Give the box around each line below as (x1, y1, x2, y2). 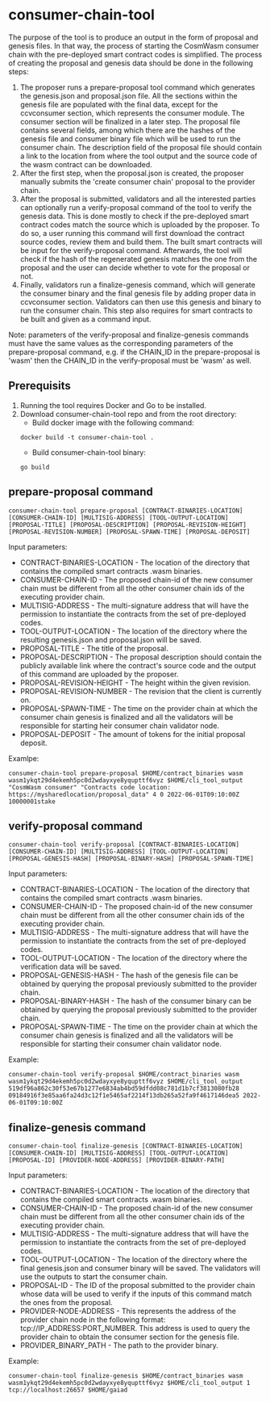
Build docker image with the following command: (31, 418, 195, 427)
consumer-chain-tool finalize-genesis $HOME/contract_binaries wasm (8, 1372, 243, 1380)
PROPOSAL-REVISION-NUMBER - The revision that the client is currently (19, 686, 262, 696)
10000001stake (8, 798, 56, 806)
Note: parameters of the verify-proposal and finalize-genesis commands (8, 330, 249, 339)
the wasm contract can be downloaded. (19, 159, 152, 169)
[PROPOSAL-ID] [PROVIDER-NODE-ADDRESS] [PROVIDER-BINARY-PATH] (8, 1156, 226, 1164)
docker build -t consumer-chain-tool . (19, 433, 155, 441)
